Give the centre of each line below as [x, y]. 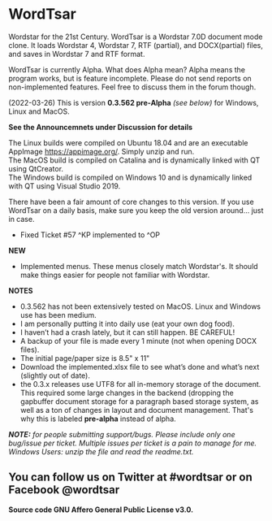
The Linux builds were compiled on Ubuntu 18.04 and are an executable [129, 142]
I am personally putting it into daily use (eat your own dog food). [127, 323]
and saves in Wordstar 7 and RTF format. [77, 54]
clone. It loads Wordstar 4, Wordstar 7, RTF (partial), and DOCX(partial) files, [136, 45]
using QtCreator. [36, 168]
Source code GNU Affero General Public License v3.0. [101, 510]
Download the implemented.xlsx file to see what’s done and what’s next [140, 367]
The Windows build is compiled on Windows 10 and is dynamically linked [130, 177]
